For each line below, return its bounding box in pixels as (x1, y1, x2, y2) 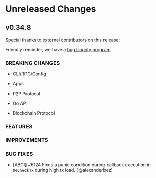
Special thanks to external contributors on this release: (5, 37, 120, 43)
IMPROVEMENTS (5, 137, 48, 144)
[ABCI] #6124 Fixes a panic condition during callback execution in (12, 162, 151, 168)
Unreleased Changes (5, 3, 96, 15)
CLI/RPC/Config (12, 71, 47, 77)
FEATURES (5, 123, 33, 130)
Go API (12, 100, 28, 107)
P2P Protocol (12, 91, 41, 97)
